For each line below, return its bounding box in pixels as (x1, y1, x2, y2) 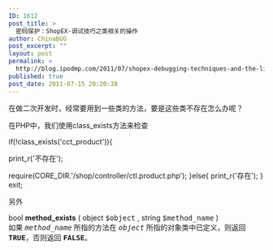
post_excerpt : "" (8, 42, 67, 50)
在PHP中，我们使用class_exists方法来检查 (8, 120, 149, 130)
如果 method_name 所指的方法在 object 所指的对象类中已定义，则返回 (8, 222, 246, 232)
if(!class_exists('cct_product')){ (8, 136, 113, 146)
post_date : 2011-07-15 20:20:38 (8, 80, 118, 88)
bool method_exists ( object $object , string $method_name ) (8, 213, 219, 222)
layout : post (8, 50, 53, 58)
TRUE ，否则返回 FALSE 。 (8, 232, 92, 242)
